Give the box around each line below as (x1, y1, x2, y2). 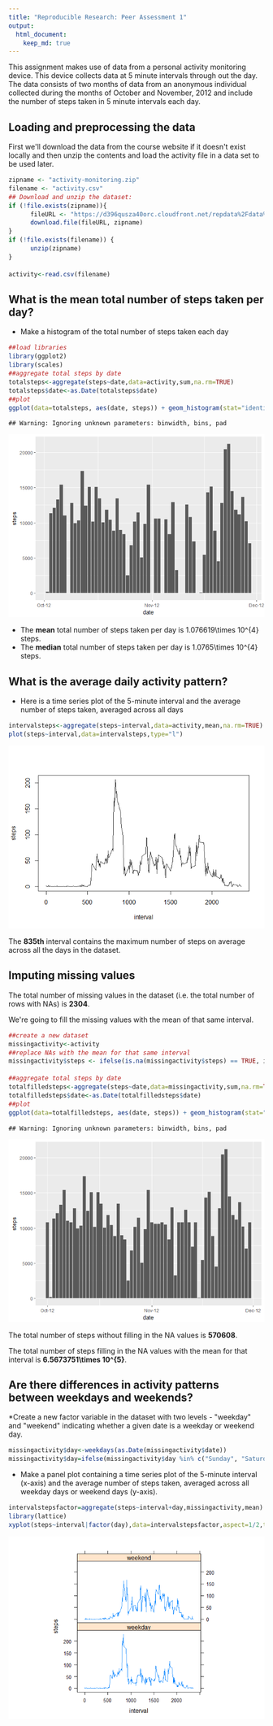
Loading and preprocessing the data (8, 120, 196, 134)
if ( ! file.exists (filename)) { (8, 236, 115, 244)
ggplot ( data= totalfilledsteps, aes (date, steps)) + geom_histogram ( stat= (8, 1108, 264, 1117)
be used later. (8, 159, 54, 169)
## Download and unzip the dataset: (8, 193, 132, 201)
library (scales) (8, 361, 63, 369)
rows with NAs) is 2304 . (8, 998, 90, 1008)
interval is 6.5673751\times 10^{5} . (8, 1354, 128, 1364)
